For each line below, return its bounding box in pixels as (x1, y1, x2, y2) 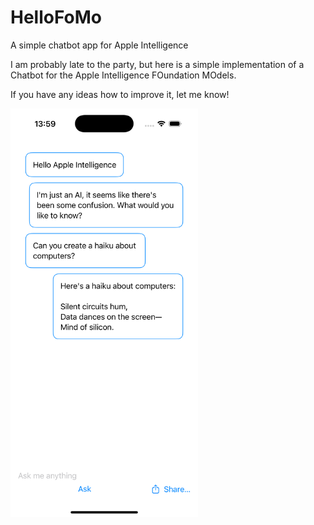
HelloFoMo (10, 6, 103, 29)
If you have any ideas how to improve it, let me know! (10, 88, 230, 100)
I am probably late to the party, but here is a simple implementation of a (10, 58, 305, 70)
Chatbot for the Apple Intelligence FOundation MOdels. (10, 69, 237, 81)
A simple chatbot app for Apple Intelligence (10, 39, 189, 51)
